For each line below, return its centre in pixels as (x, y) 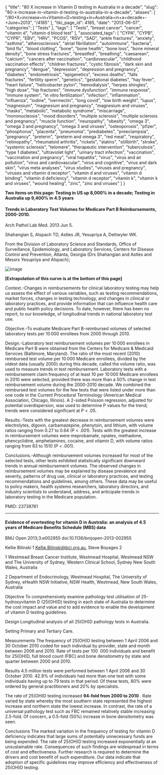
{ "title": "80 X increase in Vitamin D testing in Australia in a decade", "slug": (82, 7)
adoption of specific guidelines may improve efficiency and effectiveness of (81, 762)
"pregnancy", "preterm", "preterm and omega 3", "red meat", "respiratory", (80, 137)
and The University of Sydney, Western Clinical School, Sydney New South (80, 562)
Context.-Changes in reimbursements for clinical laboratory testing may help (82, 288)
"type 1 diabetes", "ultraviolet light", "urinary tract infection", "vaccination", (80, 152)
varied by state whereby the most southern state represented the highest (79, 701)
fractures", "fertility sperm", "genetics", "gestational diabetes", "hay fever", (80, 80)
